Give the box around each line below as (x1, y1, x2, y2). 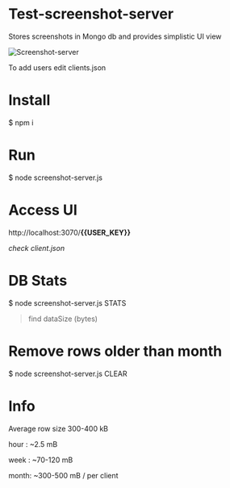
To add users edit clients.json (8, 62, 107, 73)
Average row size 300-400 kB (8, 423, 109, 433)
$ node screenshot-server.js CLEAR (8, 369, 128, 378)
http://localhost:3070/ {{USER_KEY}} (8, 227, 132, 237)
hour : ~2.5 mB (8, 439, 58, 448)
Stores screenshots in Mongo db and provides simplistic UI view (8, 31, 222, 41)
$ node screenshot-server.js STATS (8, 298, 127, 307)
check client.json (8, 243, 65, 252)
